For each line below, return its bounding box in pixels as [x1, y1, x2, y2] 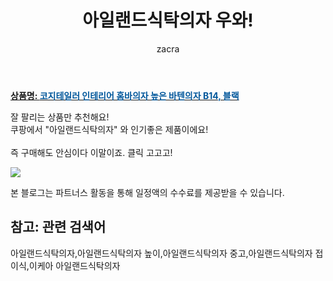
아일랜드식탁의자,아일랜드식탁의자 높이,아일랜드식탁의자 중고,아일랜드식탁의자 [10, 247, 313, 259]
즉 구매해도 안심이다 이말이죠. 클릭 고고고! [10, 146, 173, 158]
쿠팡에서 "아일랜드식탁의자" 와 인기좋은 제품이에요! [10, 123, 209, 135]
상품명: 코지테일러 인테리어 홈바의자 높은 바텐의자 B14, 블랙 [10, 89, 240, 101]
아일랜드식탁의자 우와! [82, 9, 254, 32]
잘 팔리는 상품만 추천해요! [10, 111, 110, 123]
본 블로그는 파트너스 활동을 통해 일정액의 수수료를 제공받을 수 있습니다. [10, 186, 285, 198]
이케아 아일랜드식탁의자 [28, 259, 121, 271]
